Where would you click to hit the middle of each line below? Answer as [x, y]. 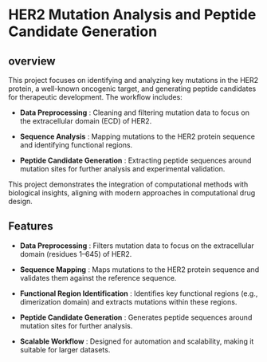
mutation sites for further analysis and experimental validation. [122, 169]
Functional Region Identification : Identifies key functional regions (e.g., [139, 293]
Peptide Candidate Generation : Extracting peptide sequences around [135, 160]
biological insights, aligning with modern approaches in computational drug [132, 193]
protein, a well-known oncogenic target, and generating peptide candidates [132, 89]
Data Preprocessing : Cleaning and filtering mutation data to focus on [134, 112]
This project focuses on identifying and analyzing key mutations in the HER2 [133, 80]
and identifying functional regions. [76, 145]
